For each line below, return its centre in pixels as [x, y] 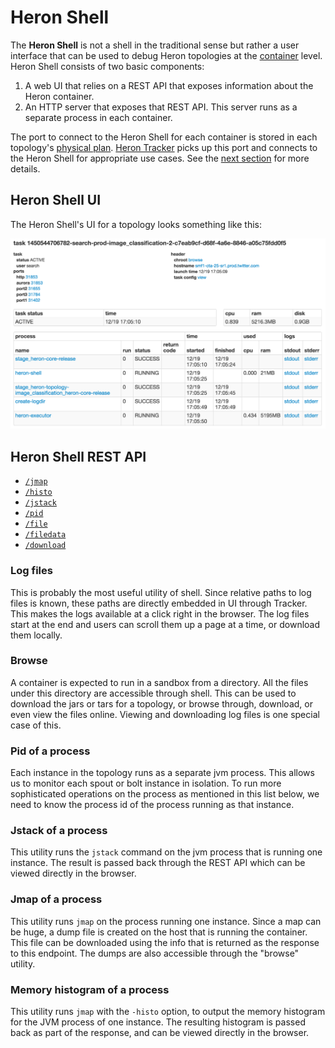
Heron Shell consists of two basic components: [107, 66]
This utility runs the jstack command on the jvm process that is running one [166, 852]
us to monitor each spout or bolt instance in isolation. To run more [146, 783]
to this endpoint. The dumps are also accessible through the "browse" [155, 953]
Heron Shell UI [56, 200]
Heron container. [59, 96]
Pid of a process [50, 751]
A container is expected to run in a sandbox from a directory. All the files [159, 682]
